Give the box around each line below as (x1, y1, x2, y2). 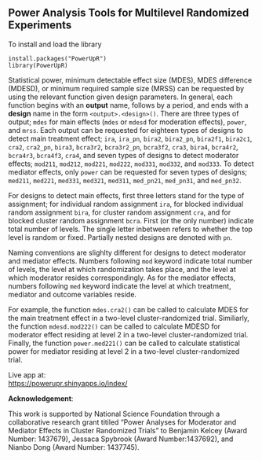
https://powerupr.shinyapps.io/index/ (8, 378, 128, 388)
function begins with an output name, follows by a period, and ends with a (8, 100, 249, 109)
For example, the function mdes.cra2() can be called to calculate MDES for (8, 304, 249, 314)
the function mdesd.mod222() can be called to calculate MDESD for (8, 322, 221, 331)
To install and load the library (8, 39, 102, 49)
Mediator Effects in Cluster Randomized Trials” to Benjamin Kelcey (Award (8, 425, 248, 435)
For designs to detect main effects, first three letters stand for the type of (8, 190, 245, 200)
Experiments (8, 19, 72, 32)
